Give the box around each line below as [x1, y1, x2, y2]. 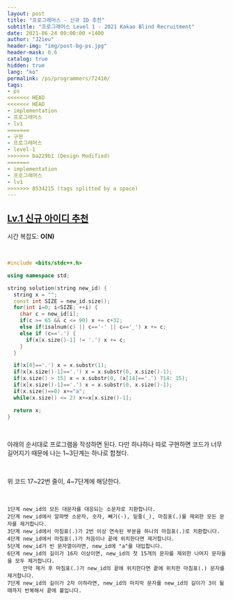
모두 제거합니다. [15, 558, 55, 565]
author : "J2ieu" [7, 36, 54, 43]
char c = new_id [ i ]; [19, 310, 79, 317]
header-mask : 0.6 [7, 49, 58, 56]
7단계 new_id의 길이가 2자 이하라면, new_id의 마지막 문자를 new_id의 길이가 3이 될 [7, 580, 225, 587]
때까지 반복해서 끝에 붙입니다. [7, 587, 82, 594]
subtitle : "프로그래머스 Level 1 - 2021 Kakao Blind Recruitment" [7, 23, 195, 30]
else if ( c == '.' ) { [19, 330, 77, 337]
